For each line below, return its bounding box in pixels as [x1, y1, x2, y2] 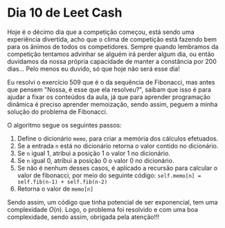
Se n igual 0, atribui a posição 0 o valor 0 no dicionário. [17, 156, 174, 164]
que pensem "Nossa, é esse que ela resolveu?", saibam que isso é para [7, 85, 211, 94]
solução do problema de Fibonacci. [7, 107, 108, 116]
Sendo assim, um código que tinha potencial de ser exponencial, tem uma [7, 198, 218, 206]
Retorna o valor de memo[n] [17, 184, 93, 193]
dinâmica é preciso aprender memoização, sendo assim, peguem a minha [7, 100, 218, 108]
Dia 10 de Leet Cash [7, 5, 123, 21]
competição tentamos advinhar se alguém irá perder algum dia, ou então [7, 50, 215, 58]
